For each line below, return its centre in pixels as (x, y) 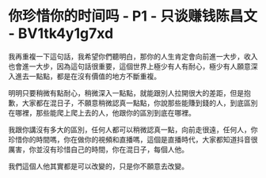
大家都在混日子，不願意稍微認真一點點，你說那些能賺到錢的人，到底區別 (140, 103)
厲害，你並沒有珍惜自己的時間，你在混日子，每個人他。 (98, 149)
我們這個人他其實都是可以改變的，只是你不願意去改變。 (98, 166)
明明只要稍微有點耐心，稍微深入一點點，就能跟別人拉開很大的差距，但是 (126, 93)
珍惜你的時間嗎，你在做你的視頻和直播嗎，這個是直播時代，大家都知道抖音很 (133, 139)
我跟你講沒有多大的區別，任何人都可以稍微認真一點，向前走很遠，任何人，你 (133, 129)
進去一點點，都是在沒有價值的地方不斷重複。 (87, 76)
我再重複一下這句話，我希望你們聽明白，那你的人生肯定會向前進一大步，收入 (133, 56)
